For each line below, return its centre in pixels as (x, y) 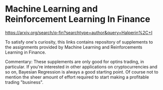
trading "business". (24, 82)
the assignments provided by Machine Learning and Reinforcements (74, 47)
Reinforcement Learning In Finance (78, 19)
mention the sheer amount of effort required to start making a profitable (77, 77)
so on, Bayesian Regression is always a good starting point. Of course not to (82, 72)
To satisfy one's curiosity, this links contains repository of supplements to (79, 42)
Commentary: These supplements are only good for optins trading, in (75, 61)
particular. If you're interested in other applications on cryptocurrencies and (81, 67)
